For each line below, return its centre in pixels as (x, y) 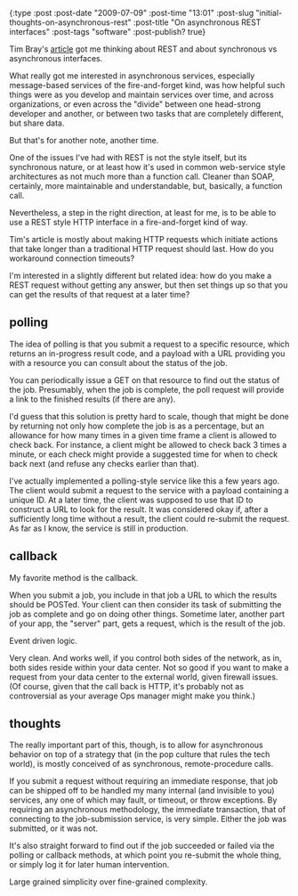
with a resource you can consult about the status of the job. (119, 362)
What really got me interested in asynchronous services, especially (132, 76)
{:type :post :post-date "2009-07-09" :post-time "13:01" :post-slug (132, 13)
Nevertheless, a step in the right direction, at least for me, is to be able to (143, 212)
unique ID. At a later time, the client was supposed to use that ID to (131, 500)
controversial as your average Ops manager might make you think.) (133, 696)
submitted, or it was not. (54, 828)
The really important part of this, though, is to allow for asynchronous (137, 745)
